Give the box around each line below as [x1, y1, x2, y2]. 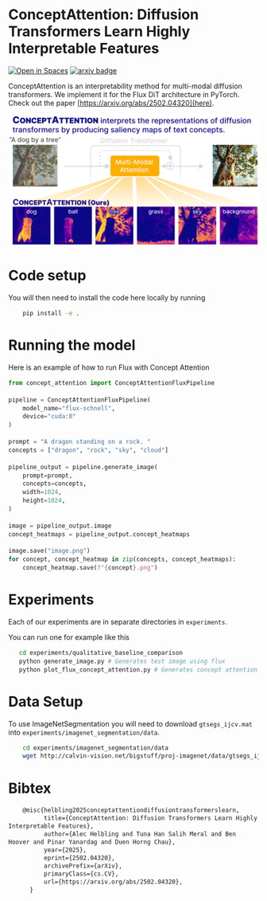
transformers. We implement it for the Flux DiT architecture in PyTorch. [8, 89, 240, 99]
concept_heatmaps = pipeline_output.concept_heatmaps [8, 530, 191, 539]
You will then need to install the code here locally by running [8, 293, 206, 303]
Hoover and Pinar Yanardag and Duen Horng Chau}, [8, 838, 176, 846]
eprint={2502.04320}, [43, 854, 115, 862]
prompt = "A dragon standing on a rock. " [8, 438, 151, 446]
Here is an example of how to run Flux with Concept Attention [8, 362, 210, 372]
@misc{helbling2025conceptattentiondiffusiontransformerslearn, [22, 806, 240, 814]
